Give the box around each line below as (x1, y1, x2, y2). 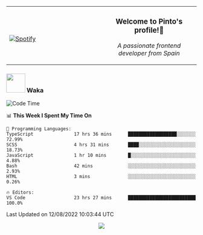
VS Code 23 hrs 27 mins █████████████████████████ (6, 195, 196, 201)
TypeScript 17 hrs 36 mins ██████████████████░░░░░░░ (6, 131, 196, 137)
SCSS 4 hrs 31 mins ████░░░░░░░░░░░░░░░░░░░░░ (6, 142, 196, 148)
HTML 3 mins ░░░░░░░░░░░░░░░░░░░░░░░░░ (6, 174, 196, 180)
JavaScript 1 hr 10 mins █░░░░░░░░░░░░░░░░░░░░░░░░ (6, 153, 196, 159)
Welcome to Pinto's (115, 17, 183, 27)
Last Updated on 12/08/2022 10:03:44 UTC (6, 211, 114, 218)
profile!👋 (134, 25, 164, 35)
